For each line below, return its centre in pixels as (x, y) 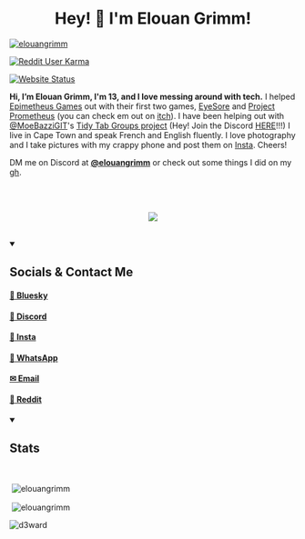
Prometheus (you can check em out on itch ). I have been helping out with (147, 115)
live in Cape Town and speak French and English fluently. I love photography (152, 135)
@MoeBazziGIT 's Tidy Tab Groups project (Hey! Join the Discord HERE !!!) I (150, 125)
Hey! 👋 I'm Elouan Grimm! (153, 19)
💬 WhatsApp (34, 357)
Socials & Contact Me (71, 272)
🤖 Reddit (26, 399)
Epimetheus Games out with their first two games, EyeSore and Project (142, 106)
